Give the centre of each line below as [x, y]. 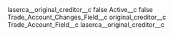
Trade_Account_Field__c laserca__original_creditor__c [86, 25]
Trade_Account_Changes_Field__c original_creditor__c [87, 17]
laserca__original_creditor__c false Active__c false [80, 10]
